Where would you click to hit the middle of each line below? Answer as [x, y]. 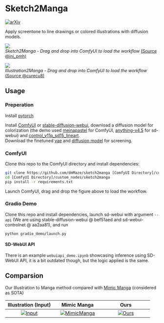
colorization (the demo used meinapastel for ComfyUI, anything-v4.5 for [78, 130]
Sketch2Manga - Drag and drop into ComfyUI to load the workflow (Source [81, 51]
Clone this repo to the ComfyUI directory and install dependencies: [72, 163]
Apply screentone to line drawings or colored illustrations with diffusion [77, 31]
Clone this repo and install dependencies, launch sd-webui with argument [79, 214]
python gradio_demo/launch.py [36, 234]
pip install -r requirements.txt [39, 182]
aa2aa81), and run [50, 224]
